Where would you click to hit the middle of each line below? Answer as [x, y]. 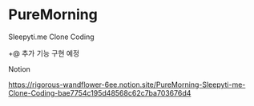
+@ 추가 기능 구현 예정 [44, 53]
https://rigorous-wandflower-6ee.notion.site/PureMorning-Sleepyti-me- [127, 84]
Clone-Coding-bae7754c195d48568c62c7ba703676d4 [100, 92]
